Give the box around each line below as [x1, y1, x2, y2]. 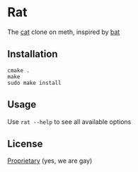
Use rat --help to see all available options [7, 117, 132, 126]
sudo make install [7, 79, 62, 86]
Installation [7, 48, 58, 60]
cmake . [7, 67, 30, 74]
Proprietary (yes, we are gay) [7, 156, 93, 165]
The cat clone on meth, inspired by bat [7, 28, 120, 36]
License [7, 137, 43, 149]
